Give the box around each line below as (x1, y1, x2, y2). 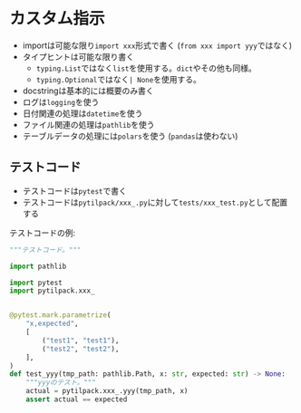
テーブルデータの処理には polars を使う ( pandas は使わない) (22, 130, 238, 141)
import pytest (9, 278, 63, 287)
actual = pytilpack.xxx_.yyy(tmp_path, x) (25, 387, 189, 396)
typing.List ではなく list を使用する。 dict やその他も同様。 (35, 62, 257, 73)
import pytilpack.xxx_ (9, 286, 95, 295)
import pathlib (9, 262, 67, 271)
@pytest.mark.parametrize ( (9, 311, 112, 320)
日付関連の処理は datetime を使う (22, 108, 143, 119)
